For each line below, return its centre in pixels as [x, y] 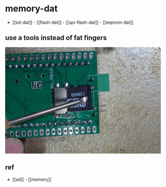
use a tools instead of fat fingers [56, 38]
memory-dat [31, 9]
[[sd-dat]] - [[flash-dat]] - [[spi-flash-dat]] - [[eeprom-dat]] [73, 22]
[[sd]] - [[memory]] [32, 179]
